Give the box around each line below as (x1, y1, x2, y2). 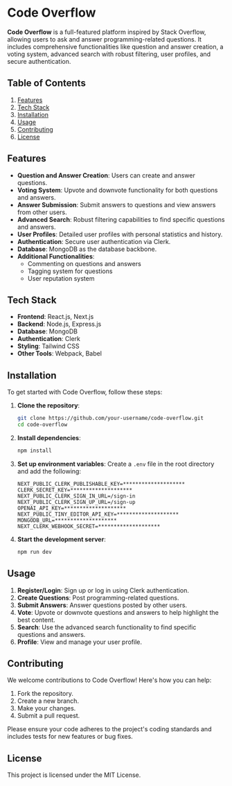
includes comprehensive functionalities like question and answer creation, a (7, 42, 224, 51)
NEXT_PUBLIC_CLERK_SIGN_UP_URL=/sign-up (17, 498, 136, 505)
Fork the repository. (17, 690, 74, 698)
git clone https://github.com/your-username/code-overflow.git (17, 414, 204, 422)
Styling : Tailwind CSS (17, 342, 80, 351)
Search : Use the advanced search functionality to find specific (17, 622, 197, 631)
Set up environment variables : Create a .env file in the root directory (17, 460, 215, 468)
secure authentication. (7, 57, 71, 65)
